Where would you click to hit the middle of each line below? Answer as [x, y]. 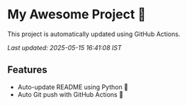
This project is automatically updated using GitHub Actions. [94, 34]
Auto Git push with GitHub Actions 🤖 [70, 94]
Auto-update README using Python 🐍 [73, 87]
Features [27, 70]
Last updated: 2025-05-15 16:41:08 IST [64, 47]
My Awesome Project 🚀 [77, 14]
